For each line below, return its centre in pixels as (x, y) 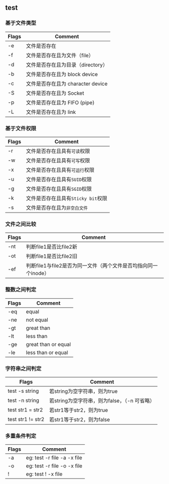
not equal (37, 320)
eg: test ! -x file (44, 474)
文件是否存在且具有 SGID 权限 (59, 189)
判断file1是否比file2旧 (52, 256)
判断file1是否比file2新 (52, 247)
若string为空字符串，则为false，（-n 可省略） (102, 400)
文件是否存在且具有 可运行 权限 (60, 170)
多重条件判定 (21, 436)
